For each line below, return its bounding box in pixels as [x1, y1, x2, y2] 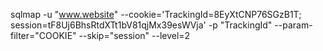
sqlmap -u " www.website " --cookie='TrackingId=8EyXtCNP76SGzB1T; [10, 9, 302, 20]
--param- [274, 19, 313, 31]
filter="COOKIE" [10, 30, 77, 41]
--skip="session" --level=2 [78, 30, 191, 41]
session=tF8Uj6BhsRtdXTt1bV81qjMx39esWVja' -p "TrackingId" [10, 19, 273, 31]
